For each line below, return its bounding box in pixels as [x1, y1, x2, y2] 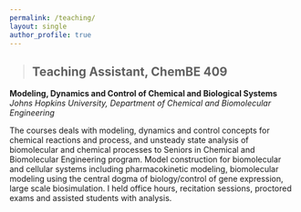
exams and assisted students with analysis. [9, 193, 172, 204]
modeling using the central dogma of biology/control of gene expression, [9, 174, 284, 185]
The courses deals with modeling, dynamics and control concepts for [9, 125, 271, 136]
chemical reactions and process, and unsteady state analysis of [9, 135, 249, 146]
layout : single [9, 22, 67, 31]
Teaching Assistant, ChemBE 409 [31, 64, 228, 79]
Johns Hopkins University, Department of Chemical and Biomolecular [9, 97, 272, 109]
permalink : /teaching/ [9, 13, 96, 23]
